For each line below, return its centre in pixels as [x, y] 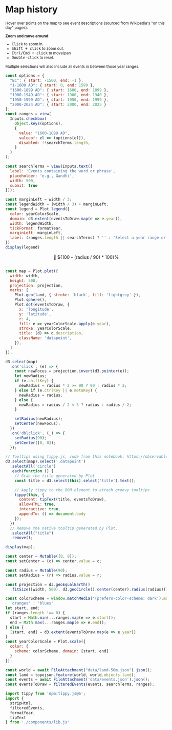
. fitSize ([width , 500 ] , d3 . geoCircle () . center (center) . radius [78, 589]
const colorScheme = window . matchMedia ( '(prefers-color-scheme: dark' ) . [84, 599]
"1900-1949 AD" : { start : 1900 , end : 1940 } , [59, 95]
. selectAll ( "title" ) [32, 533]
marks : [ [19, 290]
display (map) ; [20, 547]
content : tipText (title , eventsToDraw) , [62, 500]
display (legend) [23, 247]
